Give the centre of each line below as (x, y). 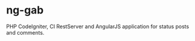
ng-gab (25, 10)
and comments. (25, 32)
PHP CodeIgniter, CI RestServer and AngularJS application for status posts (98, 26)
